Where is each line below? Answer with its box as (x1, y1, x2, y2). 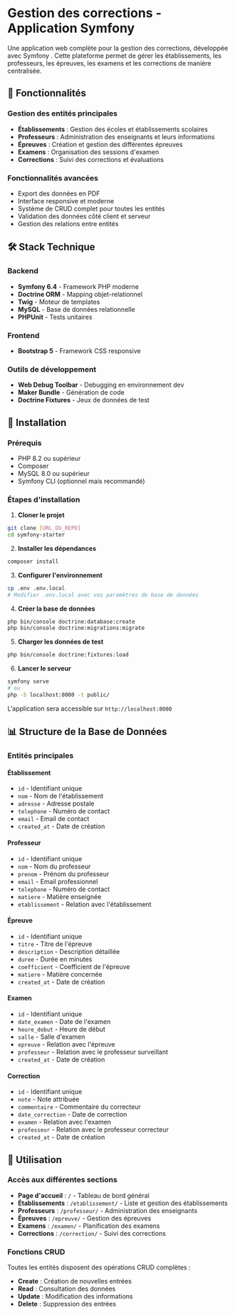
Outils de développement (7, 364, 97, 374)
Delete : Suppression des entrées (17, 1300, 116, 1309)
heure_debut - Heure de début (17, 1025, 105, 1033)
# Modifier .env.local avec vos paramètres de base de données (7, 591, 199, 599)
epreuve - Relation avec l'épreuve (17, 1040, 115, 1048)
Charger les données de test (17, 637, 104, 646)
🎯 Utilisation (7, 1154, 63, 1166)
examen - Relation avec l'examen (17, 1118, 112, 1127)
